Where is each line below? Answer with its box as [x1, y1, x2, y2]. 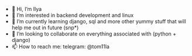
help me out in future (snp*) [11, 24, 79, 31]
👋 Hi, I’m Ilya [11, 6, 42, 12]
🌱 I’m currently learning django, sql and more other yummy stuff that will [11, 18, 186, 24]
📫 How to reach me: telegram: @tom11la [11, 43, 110, 50]
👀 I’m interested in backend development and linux [11, 12, 134, 19]
